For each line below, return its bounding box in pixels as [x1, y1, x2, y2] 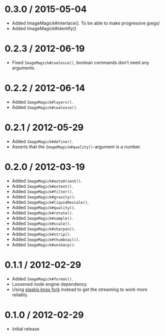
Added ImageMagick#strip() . [11, 231, 71, 237]
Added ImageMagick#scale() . [11, 220, 71, 226]
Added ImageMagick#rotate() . [11, 209, 73, 216]
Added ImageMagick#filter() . [11, 188, 73, 194]
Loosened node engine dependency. [11, 281, 88, 287]
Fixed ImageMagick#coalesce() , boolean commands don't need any [11, 59, 149, 66]
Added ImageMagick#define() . [11, 138, 73, 144]
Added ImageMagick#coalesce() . [11, 104, 78, 110]
